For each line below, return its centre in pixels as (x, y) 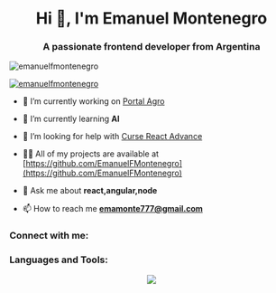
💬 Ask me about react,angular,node (90, 191)
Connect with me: (49, 236)
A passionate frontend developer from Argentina (152, 47)
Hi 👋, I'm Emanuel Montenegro (152, 19)
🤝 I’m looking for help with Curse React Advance (112, 137)
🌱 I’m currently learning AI (71, 119)
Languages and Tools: (59, 260)
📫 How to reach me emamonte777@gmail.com (112, 209)
